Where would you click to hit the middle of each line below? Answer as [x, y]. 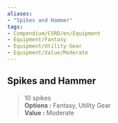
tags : [15, 27]
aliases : [20, 14]
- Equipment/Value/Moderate [48, 53]
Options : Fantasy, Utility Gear [67, 105]
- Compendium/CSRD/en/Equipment [54, 33]
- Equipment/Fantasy [37, 40]
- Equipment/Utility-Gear [44, 46]
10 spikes [37, 98]
